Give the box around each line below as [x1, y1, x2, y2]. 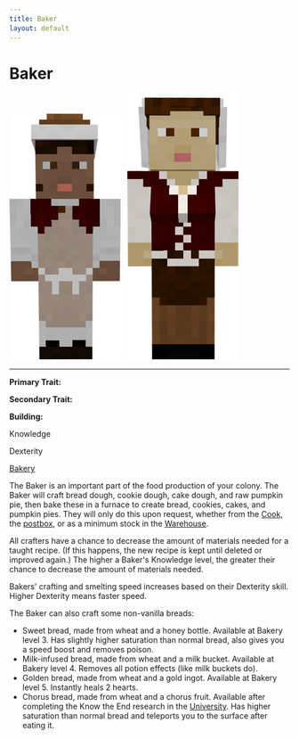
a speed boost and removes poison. [21, 645, 154, 655]
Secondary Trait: [9, 394, 73, 405]
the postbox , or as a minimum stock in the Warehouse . [9, 518, 209, 530]
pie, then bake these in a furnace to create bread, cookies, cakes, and [9, 499, 266, 510]
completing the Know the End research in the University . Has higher [21, 701, 271, 712]
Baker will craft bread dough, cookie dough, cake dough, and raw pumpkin [9, 490, 283, 501]
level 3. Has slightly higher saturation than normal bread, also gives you [21, 635, 285, 645]
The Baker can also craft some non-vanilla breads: [9, 608, 194, 619]
